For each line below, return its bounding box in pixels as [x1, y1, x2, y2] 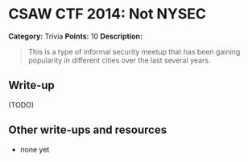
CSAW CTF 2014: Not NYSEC [8, 5, 207, 23]
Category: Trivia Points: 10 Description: [8, 31, 143, 41]
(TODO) [8, 99, 35, 109]
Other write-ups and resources [8, 124, 167, 137]
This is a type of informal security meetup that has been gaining [27, 47, 241, 56]
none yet [19, 144, 50, 154]
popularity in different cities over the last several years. [27, 55, 211, 65]
